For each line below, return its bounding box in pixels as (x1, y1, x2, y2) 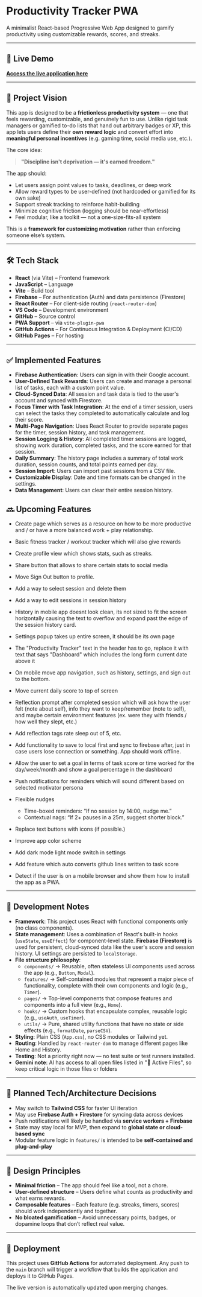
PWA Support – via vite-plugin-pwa (14, 319, 105, 326)
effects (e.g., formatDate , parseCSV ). (23, 1027, 112, 1034)
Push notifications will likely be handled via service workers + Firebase (14, 1117, 192, 1124)
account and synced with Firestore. (14, 397, 103, 404)
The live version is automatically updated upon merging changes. (6, 1284, 168, 1292)
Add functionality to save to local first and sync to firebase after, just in (14, 741, 191, 749)
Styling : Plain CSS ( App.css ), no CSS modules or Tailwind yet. (14, 1033, 168, 1040)
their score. (14, 416, 44, 423)
